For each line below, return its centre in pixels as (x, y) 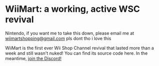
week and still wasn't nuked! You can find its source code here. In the (77, 53)
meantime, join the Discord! (33, 58)
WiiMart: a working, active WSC (73, 9)
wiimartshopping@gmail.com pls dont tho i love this (58, 38)
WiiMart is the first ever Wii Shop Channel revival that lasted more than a (80, 48)
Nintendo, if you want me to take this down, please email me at (70, 33)
